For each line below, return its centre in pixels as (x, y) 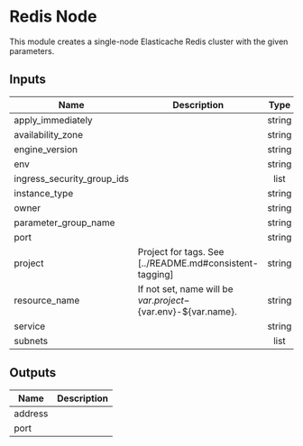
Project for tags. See (181, 251)
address (31, 414)
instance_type (44, 193)
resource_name (47, 300)
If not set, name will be (185, 288)
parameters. (32, 50)
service (30, 326)
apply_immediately (53, 120)
